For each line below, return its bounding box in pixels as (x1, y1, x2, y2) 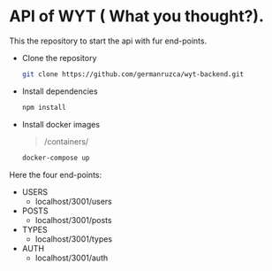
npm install (21, 103, 66, 112)
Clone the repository (21, 52, 97, 63)
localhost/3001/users (34, 196, 112, 206)
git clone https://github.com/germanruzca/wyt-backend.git (21, 69, 245, 79)
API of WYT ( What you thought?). (9, 6, 265, 27)
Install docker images (21, 119, 100, 129)
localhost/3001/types (34, 233, 113, 244)
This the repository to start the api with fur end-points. (9, 35, 208, 46)
